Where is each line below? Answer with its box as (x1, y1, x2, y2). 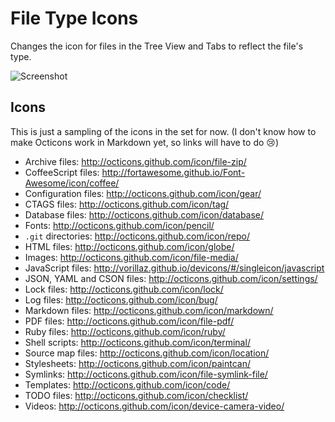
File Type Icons (10, 7, 139, 30)
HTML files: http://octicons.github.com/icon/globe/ (24, 240, 235, 252)
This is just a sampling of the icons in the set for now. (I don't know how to (10, 125, 317, 137)
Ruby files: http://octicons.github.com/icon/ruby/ (24, 325, 226, 337)
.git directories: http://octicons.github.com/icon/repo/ (24, 230, 251, 242)
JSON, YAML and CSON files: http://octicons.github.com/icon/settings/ (24, 272, 318, 284)
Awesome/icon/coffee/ (24, 177, 120, 189)
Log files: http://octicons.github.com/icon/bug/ (24, 293, 218, 306)
